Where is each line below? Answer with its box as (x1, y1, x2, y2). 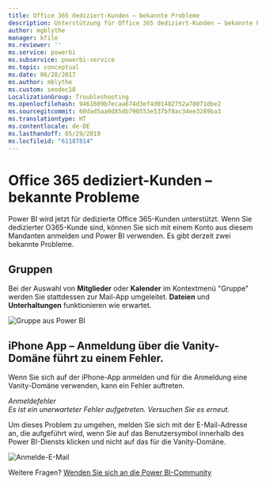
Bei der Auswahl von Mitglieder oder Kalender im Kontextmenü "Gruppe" (8, 283, 249, 294)
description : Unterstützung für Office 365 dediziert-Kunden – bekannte (8, 19, 253, 27)
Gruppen (8, 263, 53, 276)
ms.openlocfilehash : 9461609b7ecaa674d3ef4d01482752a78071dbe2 (8, 100, 222, 108)
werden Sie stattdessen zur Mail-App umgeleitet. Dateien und (8, 292, 210, 302)
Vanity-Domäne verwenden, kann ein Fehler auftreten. (8, 381, 185, 391)
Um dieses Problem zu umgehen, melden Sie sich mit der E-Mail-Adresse (8, 420, 248, 429)
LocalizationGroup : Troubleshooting (8, 93, 129, 101)
